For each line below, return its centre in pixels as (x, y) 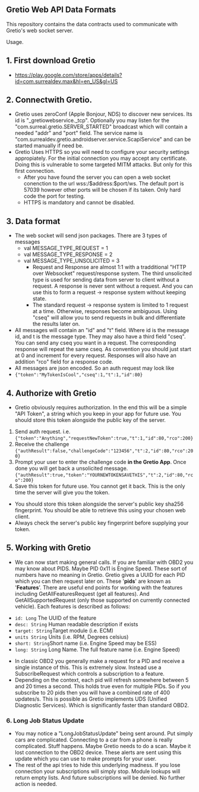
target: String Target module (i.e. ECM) (64, 630)
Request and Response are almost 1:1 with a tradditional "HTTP (109, 267)
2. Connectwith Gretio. (49, 100)
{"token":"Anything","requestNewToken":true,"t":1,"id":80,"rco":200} (104, 438)
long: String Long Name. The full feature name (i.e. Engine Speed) (97, 649)
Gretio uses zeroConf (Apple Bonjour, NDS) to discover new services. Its (103, 114)
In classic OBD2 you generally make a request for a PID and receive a (100, 661)
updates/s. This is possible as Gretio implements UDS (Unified (91, 699)
